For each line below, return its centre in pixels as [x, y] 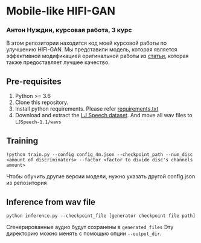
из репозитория [27, 183]
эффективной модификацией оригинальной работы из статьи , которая [97, 56]
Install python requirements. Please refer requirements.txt [87, 109]
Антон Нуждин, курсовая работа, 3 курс [69, 30]
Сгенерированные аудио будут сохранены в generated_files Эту [90, 227]
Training [22, 141]
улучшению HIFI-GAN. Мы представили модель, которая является [92, 50]
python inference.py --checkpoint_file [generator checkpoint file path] [101, 216]
